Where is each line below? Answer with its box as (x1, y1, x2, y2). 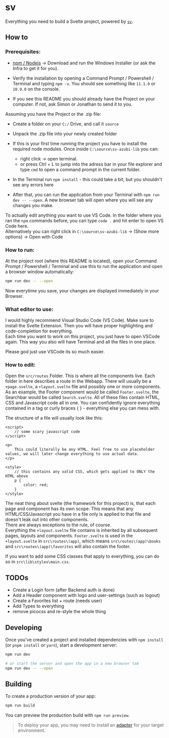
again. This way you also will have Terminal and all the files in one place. (5, 339, 156, 345)
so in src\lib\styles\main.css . (5, 559, 70, 565)
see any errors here (12, 182, 54, 188)
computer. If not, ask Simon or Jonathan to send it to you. (12, 101, 133, 107)
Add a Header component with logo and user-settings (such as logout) (12, 592, 160, 598)
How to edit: (5, 361, 36, 368)
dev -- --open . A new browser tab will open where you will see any (12, 197, 153, 203)
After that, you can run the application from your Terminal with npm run (12, 191, 160, 197)
